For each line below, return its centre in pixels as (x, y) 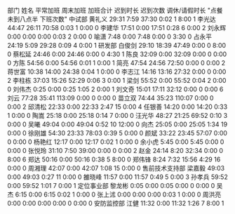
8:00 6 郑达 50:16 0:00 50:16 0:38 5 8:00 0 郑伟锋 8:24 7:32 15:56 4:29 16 (114, 159)
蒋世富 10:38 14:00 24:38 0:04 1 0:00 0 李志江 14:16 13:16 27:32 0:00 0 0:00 (117, 72)
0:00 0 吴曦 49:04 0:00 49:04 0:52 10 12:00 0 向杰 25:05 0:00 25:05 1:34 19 (117, 124)
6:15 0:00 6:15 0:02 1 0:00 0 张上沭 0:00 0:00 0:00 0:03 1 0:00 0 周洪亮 (118, 194)
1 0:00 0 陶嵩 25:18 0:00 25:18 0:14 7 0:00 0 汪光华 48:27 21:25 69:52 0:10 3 (117, 115)
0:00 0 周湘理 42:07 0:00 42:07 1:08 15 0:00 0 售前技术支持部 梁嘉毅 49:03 (116, 168)
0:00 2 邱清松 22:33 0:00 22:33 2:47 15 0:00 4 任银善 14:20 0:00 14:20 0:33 (117, 107)
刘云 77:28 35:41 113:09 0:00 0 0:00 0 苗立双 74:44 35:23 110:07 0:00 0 (110, 98)
